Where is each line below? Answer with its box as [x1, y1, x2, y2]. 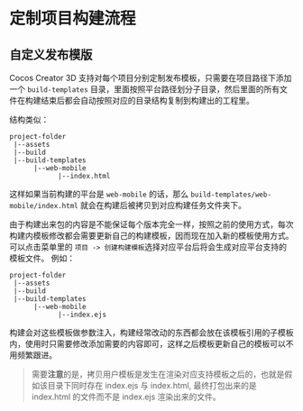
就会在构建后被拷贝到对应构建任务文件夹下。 [79, 200, 246, 210]
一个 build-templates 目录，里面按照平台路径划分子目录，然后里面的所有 [9, 84, 280, 95]
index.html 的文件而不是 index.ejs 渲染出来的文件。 [31, 391, 221, 402]
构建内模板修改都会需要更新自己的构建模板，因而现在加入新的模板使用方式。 [9, 231, 294, 241]
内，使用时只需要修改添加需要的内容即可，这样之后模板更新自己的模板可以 [9, 339, 286, 349]
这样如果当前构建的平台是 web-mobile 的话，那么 [9, 188, 189, 199]
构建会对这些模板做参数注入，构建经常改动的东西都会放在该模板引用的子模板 [9, 327, 294, 338]
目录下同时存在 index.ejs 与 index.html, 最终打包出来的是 [47, 380, 257, 390]
